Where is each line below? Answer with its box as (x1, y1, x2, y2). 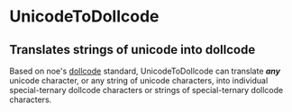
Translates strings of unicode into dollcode (9, 42, 256, 57)
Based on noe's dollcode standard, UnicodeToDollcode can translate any (9, 65, 281, 76)
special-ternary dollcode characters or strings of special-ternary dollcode (9, 85, 284, 95)
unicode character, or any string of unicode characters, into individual (9, 75, 269, 86)
